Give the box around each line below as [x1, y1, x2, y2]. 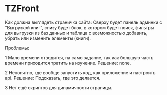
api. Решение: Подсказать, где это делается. [5, 75, 101, 81]
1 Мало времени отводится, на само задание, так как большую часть [5, 54, 154, 60]
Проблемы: [5, 45, 30, 51]
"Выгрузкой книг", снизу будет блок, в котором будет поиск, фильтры [5, 24, 154, 30]
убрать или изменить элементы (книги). [5, 35, 91, 41]
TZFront [5, 3, 39, 14]
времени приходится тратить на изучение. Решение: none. [5, 60, 131, 66]
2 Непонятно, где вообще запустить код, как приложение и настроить [5, 69, 156, 75]
